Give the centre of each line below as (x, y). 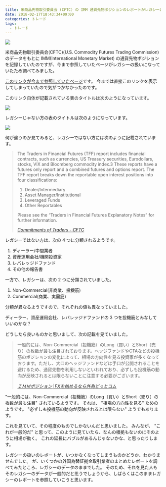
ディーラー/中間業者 (32, 251)
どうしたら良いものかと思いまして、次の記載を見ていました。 (68, 334)
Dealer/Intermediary (45, 190)
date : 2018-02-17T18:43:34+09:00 (40, 14)
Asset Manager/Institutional (53, 195)
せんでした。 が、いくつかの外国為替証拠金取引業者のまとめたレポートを (79, 461)
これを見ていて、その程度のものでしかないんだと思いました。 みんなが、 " (81, 426)
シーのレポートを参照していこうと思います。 (50, 480)
